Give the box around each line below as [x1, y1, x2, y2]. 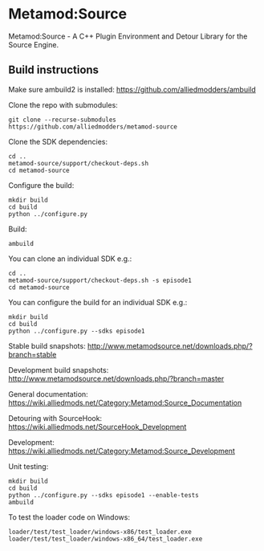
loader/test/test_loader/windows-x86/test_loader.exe [8, 528, 193, 536]
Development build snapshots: [8, 365, 109, 374]
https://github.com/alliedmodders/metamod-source [8, 122, 178, 131]
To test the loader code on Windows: [8, 512, 131, 522]
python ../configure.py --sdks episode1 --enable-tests [8, 491, 199, 499]
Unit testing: [8, 461, 49, 471]
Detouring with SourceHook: [8, 413, 103, 422]
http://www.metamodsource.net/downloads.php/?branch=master [8, 373, 225, 383]
